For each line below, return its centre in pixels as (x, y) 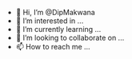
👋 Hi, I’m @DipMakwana (56, 12)
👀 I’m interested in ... (50, 21)
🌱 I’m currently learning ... (58, 29)
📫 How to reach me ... (53, 47)
